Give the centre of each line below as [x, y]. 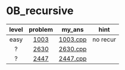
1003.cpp [73, 39]
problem [41, 29]
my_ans [73, 29]
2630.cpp [73, 49]
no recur [104, 39]
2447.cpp [73, 58]
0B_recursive [40, 11]
